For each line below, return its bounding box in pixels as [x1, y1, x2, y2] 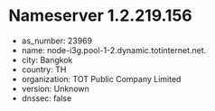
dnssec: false [21, 92, 72, 104]
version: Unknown [21, 83, 89, 94]
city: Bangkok [21, 54, 73, 65]
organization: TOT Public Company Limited [21, 73, 182, 84]
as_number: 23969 [21, 35, 92, 46]
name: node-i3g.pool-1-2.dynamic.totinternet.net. [21, 44, 207, 55]
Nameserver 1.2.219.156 [8, 5, 193, 26]
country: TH [21, 64, 67, 75]
